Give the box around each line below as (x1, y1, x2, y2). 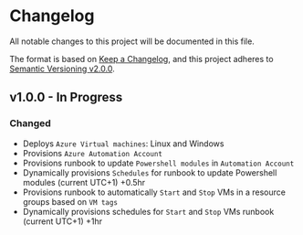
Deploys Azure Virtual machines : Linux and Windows (22, 138, 225, 149)
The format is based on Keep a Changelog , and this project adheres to (9, 53, 274, 64)
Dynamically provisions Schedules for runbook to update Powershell (22, 166, 277, 178)
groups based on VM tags (22, 196, 119, 207)
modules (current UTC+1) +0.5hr (22, 176, 146, 187)
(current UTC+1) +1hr (22, 216, 103, 227)
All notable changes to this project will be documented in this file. (9, 36, 256, 47)
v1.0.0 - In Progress (9, 90, 123, 105)
